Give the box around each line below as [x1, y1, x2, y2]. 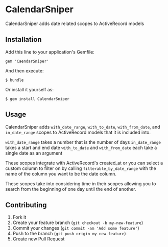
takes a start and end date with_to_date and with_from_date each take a [5, 144, 157, 151]
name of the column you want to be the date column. [5, 170, 116, 177]
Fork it [12, 214, 27, 220]
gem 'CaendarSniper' [5, 59, 50, 64]
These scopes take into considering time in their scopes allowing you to [5, 180, 156, 187]
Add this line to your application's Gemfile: [5, 48, 94, 55]
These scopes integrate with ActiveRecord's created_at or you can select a [5, 160, 163, 166]
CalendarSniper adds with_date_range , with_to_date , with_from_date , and [5, 123, 160, 130]
